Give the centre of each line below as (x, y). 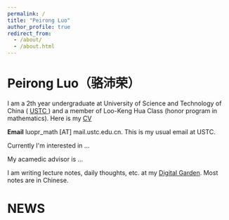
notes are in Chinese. (38, 180)
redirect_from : (30, 33)
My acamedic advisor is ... (45, 159)
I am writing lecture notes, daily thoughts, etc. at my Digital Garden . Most (113, 172)
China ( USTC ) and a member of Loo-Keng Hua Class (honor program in (112, 110)
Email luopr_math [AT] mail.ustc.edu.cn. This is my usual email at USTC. (111, 131)
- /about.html (34, 46)
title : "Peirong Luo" (39, 20)
